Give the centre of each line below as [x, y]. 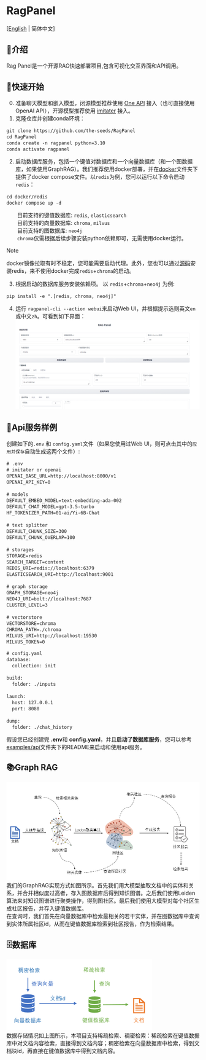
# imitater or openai [34, 470]
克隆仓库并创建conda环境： [50, 118]
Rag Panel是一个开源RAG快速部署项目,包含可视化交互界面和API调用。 [94, 66]
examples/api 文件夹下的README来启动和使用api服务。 [76, 747]
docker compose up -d [34, 203]
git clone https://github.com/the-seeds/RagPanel [71, 131]
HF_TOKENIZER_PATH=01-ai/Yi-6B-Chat [53, 513]
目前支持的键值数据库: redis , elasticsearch [72, 215]
